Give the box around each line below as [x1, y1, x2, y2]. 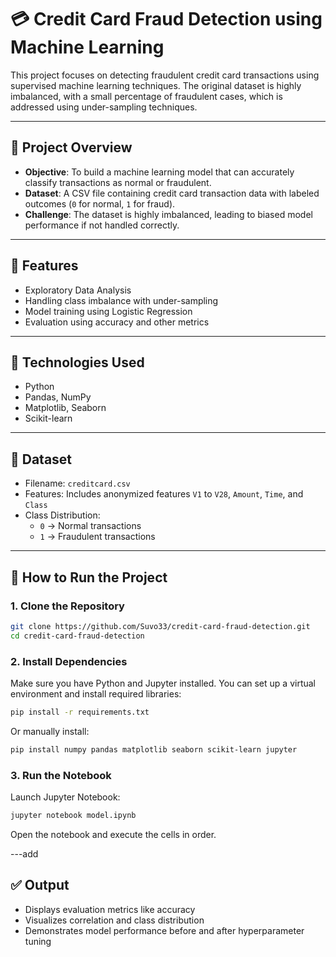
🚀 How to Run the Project [10, 569, 168, 586]
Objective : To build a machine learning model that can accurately [24, 166, 295, 178]
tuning [24, 935, 52, 947]
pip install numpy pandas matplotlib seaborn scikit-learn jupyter [10, 744, 298, 755]
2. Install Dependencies [10, 654, 128, 668]
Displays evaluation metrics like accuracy [24, 903, 196, 915]
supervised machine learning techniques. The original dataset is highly [10, 79, 302, 91]
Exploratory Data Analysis [24, 284, 132, 296]
